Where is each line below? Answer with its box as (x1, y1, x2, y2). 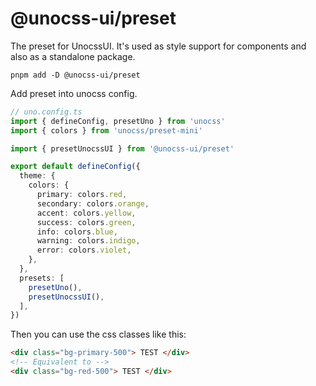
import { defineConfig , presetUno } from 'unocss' (10, 116, 226, 126)
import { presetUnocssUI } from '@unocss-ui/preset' (10, 143, 235, 154)
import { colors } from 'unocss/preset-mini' (10, 125, 203, 136)
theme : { (19, 171, 56, 181)
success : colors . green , (36, 217, 137, 227)
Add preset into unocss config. (10, 87, 138, 99)
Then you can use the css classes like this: (10, 328, 187, 341)
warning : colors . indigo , (36, 236, 141, 246)
